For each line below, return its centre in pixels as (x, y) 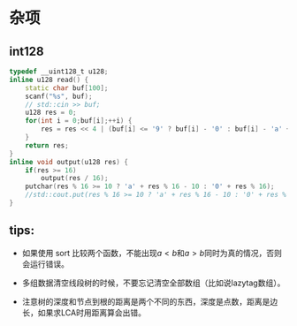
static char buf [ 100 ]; (67, 88)
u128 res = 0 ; (51, 113)
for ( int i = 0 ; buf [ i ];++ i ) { (79, 121)
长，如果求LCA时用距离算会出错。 (84, 312)
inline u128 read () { (49, 80)
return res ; (47, 145)
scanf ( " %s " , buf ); (59, 96)
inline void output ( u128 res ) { (69, 162)
